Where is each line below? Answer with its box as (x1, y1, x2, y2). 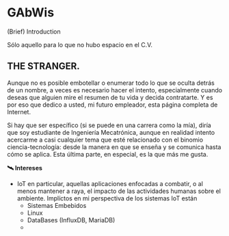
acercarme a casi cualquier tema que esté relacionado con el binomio (7, 135, 204, 144)
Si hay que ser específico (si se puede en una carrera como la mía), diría (7, 121, 212, 129)
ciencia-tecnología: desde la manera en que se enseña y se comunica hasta (7, 142, 221, 151)
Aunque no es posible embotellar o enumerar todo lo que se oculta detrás (7, 79, 215, 87)
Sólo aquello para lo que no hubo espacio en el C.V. (7, 40, 152, 49)
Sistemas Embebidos (27, 201, 87, 209)
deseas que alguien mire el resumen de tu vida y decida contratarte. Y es (7, 93, 213, 101)
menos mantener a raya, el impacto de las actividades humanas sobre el (16, 187, 221, 195)
